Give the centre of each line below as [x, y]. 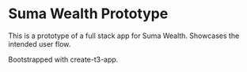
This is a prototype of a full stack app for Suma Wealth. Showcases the [124, 36]
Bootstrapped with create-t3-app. [63, 59]
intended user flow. [40, 44]
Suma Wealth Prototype [88, 14]
